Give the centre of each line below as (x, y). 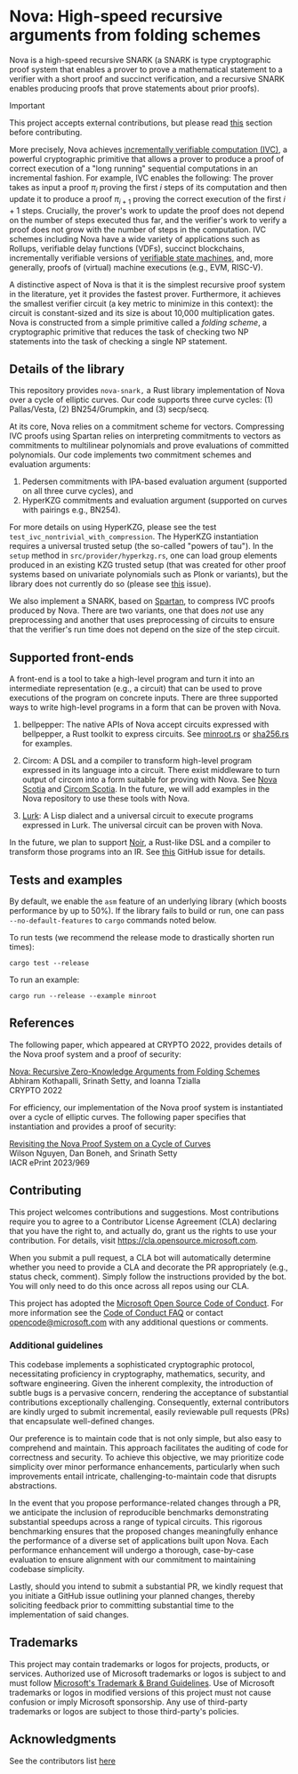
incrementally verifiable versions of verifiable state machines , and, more (141, 258)
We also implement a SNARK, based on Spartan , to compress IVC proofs (142, 601)
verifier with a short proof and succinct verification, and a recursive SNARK (147, 78)
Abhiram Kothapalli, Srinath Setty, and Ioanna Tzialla (105, 1081)
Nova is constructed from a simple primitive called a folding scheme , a (138, 322)
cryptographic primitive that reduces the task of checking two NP (129, 332)
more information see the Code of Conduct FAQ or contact (117, 1312)
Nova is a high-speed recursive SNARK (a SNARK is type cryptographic (140, 60)
